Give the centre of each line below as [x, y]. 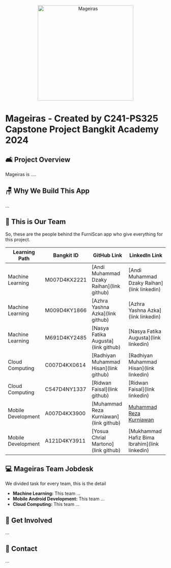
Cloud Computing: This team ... [46, 504]
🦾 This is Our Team [36, 222]
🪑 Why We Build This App [48, 191]
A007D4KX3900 [65, 413]
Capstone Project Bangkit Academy [82, 130]
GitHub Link [107, 255]
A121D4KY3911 [65, 441]
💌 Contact [21, 548]
